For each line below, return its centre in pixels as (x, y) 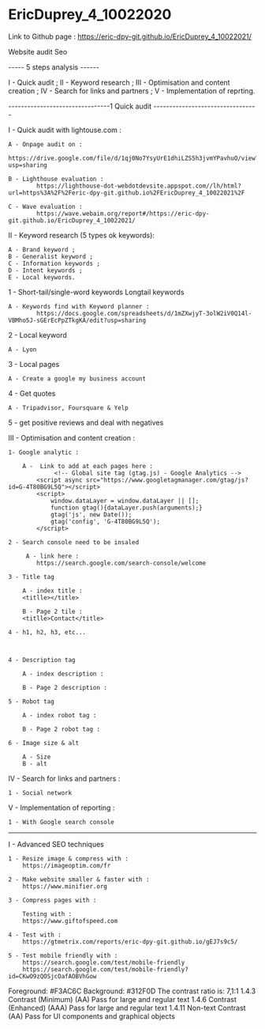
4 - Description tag (42, 660)
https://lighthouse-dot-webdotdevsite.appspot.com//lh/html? (139, 186)
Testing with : (47, 914)
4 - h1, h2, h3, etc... (47, 632)
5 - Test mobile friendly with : (63, 955)
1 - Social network (40, 793)
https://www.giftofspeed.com (70, 921)
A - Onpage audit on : (45, 144)
